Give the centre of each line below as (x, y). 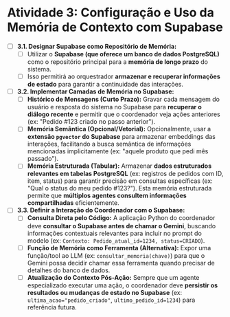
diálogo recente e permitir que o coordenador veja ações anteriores (124, 114)
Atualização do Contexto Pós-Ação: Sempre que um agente (113, 277)
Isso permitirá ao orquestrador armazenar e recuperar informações (124, 76)
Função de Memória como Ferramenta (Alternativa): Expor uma (119, 248)
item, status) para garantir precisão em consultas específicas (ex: (120, 181)
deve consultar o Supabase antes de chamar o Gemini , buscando (122, 226)
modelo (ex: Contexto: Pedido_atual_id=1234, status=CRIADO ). (116, 240)
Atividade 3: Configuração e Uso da (111, 13)
